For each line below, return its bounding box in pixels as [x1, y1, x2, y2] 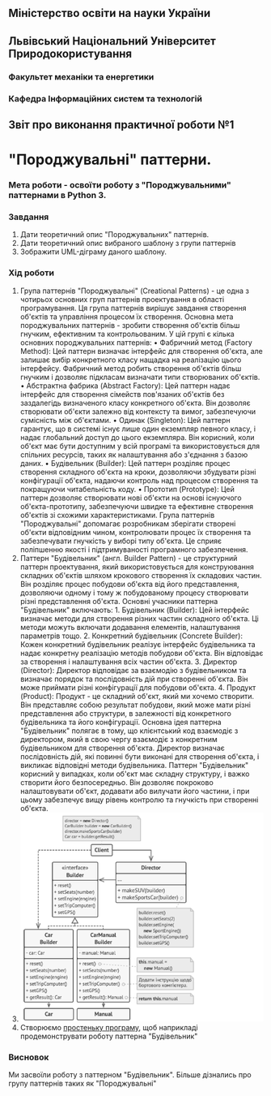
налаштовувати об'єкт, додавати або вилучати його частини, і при [19, 786, 250, 796]
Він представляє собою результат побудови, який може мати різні [19, 700, 251, 710]
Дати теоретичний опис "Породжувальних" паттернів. [19, 230, 210, 239]
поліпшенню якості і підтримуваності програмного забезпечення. [19, 544, 248, 554]
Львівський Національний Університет [8, 34, 217, 48]
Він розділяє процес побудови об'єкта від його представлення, [19, 579, 240, 589]
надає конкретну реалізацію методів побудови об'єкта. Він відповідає [19, 648, 264, 658]
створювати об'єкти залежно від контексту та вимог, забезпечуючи [19, 406, 256, 416]
